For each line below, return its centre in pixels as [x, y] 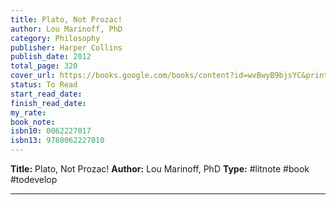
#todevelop [34, 179]
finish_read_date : [48, 103]
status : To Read [44, 85]
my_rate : [28, 112]
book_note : [33, 122]
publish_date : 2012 [51, 57]
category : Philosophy [55, 38]
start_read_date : [46, 94]
